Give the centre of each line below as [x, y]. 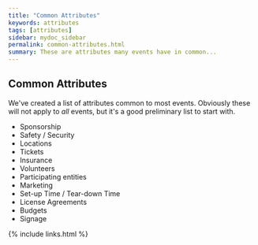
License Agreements [53, 202]
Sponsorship [40, 126]
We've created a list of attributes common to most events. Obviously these [129, 102]
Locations [36, 143]
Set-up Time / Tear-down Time [70, 193]
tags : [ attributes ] [40, 30]
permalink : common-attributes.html [67, 45]
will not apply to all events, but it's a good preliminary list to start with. [122, 111]
